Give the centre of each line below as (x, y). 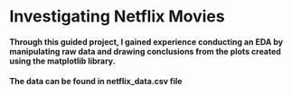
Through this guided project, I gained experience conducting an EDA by (146, 41)
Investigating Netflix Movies (117, 17)
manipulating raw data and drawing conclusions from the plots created (146, 51)
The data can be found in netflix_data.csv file (96, 82)
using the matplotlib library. (62, 61)
